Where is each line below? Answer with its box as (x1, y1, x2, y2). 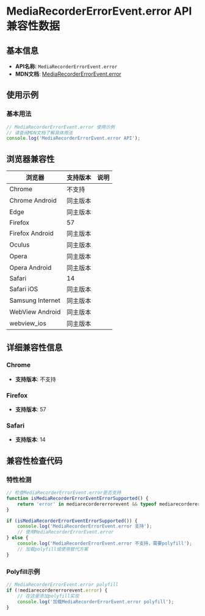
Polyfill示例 (6, 567, 40, 576)
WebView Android (9, 308, 61, 316)
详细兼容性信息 (6, 342, 63, 352)
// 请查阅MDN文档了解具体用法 (6, 129, 73, 136)
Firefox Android (9, 229, 54, 237)
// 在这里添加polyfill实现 (17, 593, 79, 599)
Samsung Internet (9, 296, 61, 305)
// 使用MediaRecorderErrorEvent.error (17, 529, 114, 535)
